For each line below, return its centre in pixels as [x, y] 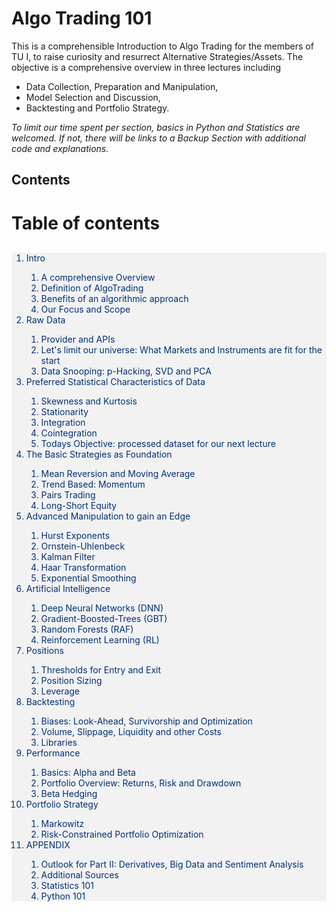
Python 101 [63, 896]
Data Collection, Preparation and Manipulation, [122, 86]
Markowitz [62, 823]
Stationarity [64, 411]
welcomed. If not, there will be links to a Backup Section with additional [158, 138]
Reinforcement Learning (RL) [100, 639]
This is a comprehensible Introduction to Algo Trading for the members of [162, 46]
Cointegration [69, 433]
